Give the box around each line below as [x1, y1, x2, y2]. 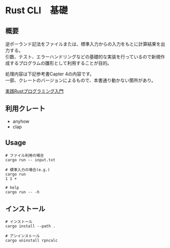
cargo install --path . [5, 224, 56, 229]
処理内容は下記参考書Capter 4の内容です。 [5, 71, 95, 77]
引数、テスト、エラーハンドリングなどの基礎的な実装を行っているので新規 [5, 54, 161, 60]
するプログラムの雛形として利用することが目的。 [9, 60, 112, 66]
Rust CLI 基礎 [5, 5, 68, 16]
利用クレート [5, 104, 46, 113]
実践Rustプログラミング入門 [5, 88, 64, 94]
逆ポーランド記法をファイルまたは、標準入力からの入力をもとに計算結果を [5, 41, 161, 47]
